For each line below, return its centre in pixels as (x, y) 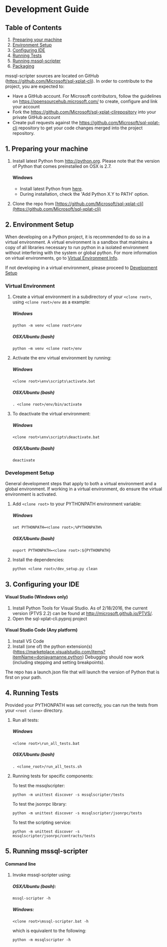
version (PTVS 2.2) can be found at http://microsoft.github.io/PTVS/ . (83, 613)
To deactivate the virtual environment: (51, 414)
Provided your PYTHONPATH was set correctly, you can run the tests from (82, 705)
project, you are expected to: (35, 86)
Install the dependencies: (38, 560)
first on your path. (24, 677)
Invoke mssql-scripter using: (42, 875)
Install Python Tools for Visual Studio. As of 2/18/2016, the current (80, 608)
